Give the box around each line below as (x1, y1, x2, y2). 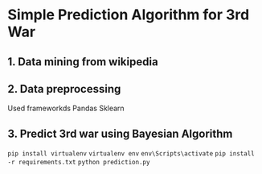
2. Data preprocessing (7, 82, 121, 96)
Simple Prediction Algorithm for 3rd (7, 6, 250, 24)
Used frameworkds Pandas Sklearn (7, 103, 125, 114)
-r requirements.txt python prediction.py (7, 159, 150, 167)
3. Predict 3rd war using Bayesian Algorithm (7, 126, 233, 140)
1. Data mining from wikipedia (7, 55, 158, 68)
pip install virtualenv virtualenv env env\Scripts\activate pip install (7, 150, 255, 158)
